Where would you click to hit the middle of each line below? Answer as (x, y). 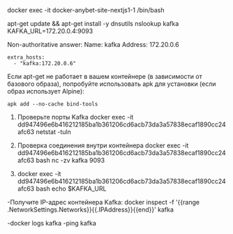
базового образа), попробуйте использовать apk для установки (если (112, 84)
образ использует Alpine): (46, 91)
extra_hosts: (26, 57)
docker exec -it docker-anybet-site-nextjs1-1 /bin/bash (86, 10)
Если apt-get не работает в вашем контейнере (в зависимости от (105, 76)
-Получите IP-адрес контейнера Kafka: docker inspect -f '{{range (104, 202)
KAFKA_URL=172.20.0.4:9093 (50, 31)
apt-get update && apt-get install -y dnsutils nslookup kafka (93, 23)
